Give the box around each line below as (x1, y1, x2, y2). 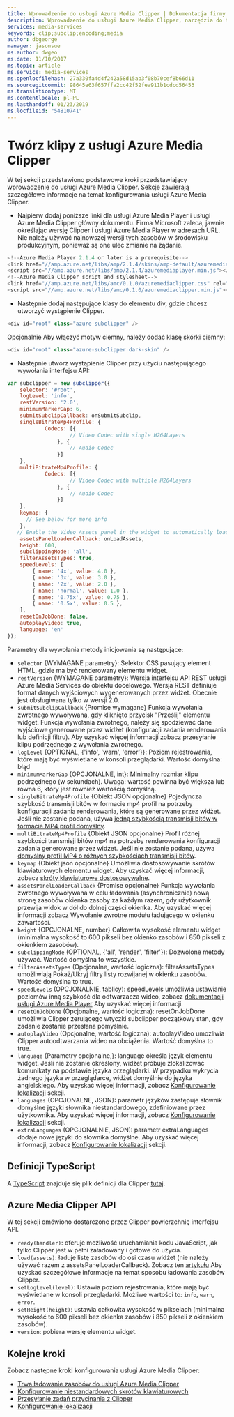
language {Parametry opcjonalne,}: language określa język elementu (17, 1051, 212, 1060)
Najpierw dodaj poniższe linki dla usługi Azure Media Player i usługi (17, 211, 211, 220)
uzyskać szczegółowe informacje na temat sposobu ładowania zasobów (17, 1268, 225, 1277)
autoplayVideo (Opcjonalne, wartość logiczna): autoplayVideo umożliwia (17, 1029, 225, 1038)
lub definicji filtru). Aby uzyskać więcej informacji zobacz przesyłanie (17, 733, 217, 741)
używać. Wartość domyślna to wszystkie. (17, 955, 136, 963)
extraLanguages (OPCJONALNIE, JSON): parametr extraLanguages (17, 1126, 209, 1134)
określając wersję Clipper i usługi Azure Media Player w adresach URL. (17, 226, 221, 234)
